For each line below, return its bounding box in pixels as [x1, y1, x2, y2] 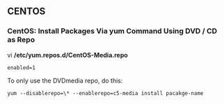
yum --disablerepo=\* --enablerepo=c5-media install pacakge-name [7, 89, 204, 96]
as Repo [7, 35, 35, 44]
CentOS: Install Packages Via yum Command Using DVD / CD [7, 26, 218, 36]
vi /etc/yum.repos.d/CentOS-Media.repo [7, 51, 129, 59]
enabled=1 [7, 64, 36, 71]
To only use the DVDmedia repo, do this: [7, 76, 123, 85]
